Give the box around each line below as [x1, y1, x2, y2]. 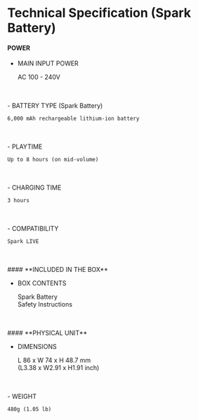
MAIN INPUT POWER [17, 59, 79, 68]
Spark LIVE [7, 238, 39, 245]
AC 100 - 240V [17, 73, 61, 82]
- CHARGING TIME [7, 183, 62, 192]
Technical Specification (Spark [7, 5, 192, 21]
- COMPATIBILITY [7, 224, 59, 233]
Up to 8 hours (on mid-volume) [7, 156, 99, 163]
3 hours [7, 197, 30, 204]
